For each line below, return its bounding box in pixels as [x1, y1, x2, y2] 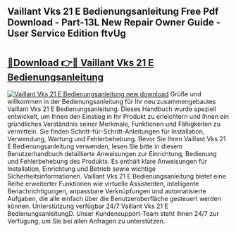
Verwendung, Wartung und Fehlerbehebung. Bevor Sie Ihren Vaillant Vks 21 [7, 135, 226, 143]
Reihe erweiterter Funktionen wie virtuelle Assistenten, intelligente [7, 179, 199, 188]
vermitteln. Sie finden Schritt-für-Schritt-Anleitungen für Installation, [7, 127, 205, 136]
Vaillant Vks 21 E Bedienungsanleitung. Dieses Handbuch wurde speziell [7, 105, 216, 113]
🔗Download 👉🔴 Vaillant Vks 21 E [7, 56, 154, 69]
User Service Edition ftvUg [7, 27, 127, 39]
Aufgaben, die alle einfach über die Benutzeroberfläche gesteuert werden [7, 195, 222, 202]
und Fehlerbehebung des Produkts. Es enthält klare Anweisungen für [7, 157, 208, 165]
